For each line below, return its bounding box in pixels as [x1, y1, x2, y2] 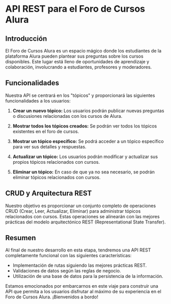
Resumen [5, 234, 36, 242]
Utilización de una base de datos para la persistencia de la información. [12, 273, 163, 280]
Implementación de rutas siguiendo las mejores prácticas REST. [12, 262, 147, 268]
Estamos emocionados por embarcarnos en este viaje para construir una [5, 283, 158, 289]
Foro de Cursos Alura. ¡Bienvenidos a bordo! [5, 294, 99, 300]
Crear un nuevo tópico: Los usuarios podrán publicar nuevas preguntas [12, 108, 164, 114]
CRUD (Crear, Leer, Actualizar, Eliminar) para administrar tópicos [5, 208, 141, 214]
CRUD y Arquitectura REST [5, 189, 92, 198]
